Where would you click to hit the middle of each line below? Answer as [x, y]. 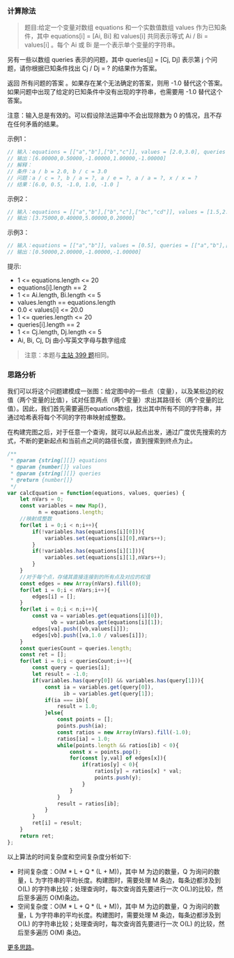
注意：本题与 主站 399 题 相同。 [68, 355]
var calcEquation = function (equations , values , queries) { [96, 493]
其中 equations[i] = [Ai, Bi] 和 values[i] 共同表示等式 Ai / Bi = [123, 36]
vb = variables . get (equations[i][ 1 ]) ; [107, 622]
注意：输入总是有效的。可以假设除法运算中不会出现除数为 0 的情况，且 [109, 116]
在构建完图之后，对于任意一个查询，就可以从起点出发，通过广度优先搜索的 [114, 432]
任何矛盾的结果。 [38, 124]
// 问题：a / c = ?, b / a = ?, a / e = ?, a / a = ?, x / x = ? [102, 178]
